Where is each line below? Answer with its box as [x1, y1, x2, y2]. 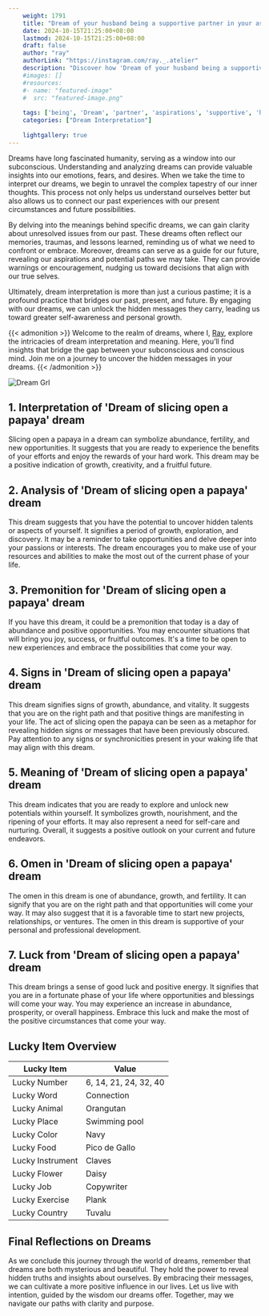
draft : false [22, 42, 66, 50]
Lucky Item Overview [8, 1039, 117, 1053]
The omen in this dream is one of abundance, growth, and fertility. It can [8, 890, 247, 900]
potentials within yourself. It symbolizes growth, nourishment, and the [8, 808, 238, 817]
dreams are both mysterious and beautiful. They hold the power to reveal [8, 1264, 249, 1273]
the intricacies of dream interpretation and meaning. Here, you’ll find [8, 336, 235, 346]
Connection [85, 1090, 130, 1101]
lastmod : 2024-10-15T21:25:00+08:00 [22, 34, 146, 43]
